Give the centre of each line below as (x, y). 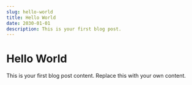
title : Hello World (31, 18)
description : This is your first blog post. (64, 29)
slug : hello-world (30, 12)
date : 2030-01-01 (28, 23)
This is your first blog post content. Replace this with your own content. (96, 76)
